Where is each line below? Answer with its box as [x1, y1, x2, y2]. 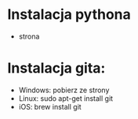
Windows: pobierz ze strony [18, 85, 110, 95]
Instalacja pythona [7, 6, 131, 24]
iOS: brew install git [18, 102, 82, 111]
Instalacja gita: [7, 59, 106, 77]
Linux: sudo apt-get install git [18, 93, 114, 103]
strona [18, 32, 40, 41]
